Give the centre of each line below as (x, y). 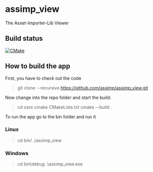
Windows (17, 153)
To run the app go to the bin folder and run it (50, 117)
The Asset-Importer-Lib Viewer (37, 23)
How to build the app (38, 66)
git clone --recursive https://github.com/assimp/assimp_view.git (82, 87)
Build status (24, 39)
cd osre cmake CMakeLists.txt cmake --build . (65, 107)
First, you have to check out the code (43, 78)
